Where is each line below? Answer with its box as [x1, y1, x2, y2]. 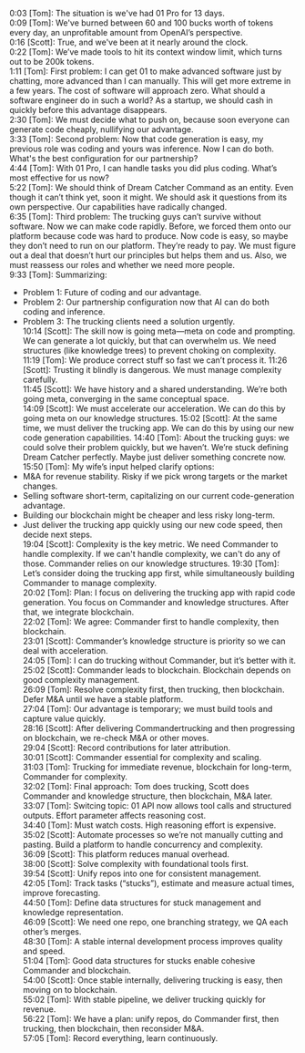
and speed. [22, 945, 66, 956]
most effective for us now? [9, 172, 109, 183]
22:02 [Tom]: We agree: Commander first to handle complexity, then [22, 616, 280, 627]
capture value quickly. [22, 713, 107, 724]
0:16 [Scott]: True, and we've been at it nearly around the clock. [9, 36, 249, 47]
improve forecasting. [22, 888, 101, 898]
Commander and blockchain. [22, 965, 132, 976]
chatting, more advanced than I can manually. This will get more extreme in [9, 76, 291, 86]
